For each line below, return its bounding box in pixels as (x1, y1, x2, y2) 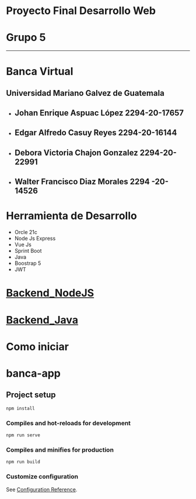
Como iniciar (6, 340, 69, 353)
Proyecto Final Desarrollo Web (6, 4, 156, 18)
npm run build (6, 459, 41, 465)
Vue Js (14, 241, 32, 248)
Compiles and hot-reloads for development (6, 419, 131, 427)
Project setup (6, 390, 57, 400)
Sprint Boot (14, 247, 42, 254)
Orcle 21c (14, 229, 38, 236)
